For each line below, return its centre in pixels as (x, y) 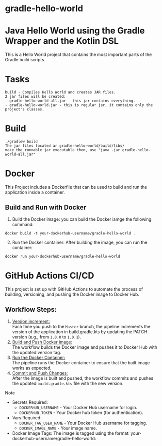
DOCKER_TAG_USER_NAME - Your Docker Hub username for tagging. (83, 423)
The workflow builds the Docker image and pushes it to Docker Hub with (85, 347)
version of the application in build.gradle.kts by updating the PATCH (80, 332)
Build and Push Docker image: (42, 342)
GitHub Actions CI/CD (50, 276)
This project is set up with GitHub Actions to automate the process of (74, 289)
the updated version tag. (37, 352)
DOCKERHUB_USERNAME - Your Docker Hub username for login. (78, 407)
